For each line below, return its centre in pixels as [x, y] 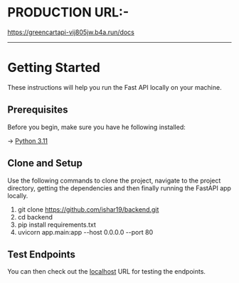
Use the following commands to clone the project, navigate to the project [114, 180]
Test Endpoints [42, 254]
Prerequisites [38, 110]
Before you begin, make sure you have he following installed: [97, 127]
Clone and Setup [45, 164]
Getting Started [54, 68]
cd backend [35, 217]
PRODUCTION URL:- [68, 12]
